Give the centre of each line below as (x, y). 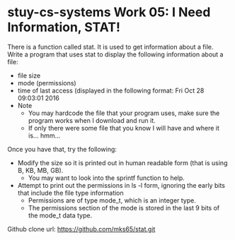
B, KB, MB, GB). (40, 170)
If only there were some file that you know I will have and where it (124, 128)
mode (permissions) (47, 83)
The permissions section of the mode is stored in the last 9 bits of (124, 208)
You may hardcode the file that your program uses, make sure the (124, 113)
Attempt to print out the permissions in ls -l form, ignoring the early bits (121, 185)
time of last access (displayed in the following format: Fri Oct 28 (111, 90)
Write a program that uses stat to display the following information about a (115, 54)
